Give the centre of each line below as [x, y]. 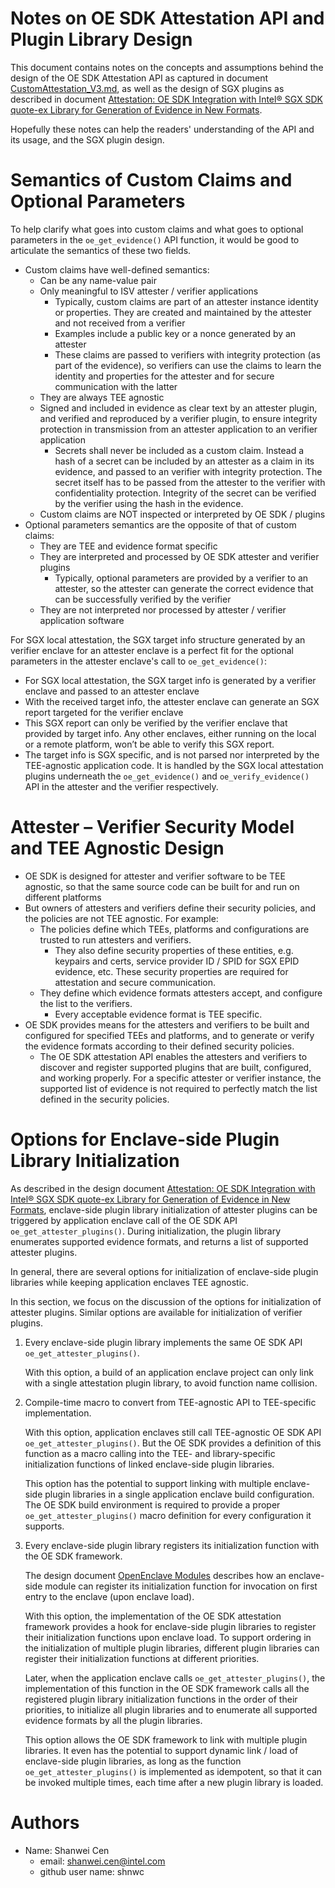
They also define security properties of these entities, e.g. [174, 950]
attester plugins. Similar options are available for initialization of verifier [156, 1312]
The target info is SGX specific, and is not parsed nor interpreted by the [172, 754]
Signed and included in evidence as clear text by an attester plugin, [178, 408]
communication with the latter [116, 386]
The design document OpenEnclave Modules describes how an [155, 1575]
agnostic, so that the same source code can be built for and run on [162, 886]
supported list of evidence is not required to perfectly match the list [178, 1088]
